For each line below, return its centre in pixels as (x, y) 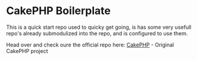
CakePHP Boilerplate (59, 11)
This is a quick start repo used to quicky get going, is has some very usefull (99, 27)
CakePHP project (27, 51)
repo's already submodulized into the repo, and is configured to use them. (97, 33)
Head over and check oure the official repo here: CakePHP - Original (90, 45)
